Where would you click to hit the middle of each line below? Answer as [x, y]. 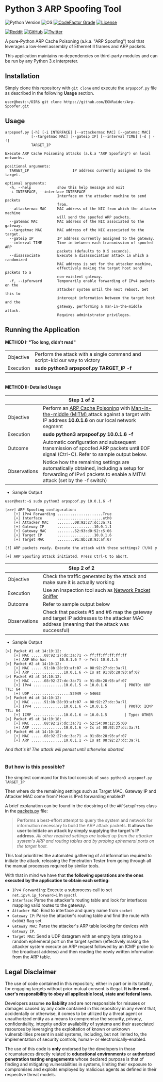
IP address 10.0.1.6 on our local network [90, 420]
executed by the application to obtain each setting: [57, 880]
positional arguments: [28, 166]
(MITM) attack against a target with [110, 414]
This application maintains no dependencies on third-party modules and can [81, 56]
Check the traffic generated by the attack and [95, 576]
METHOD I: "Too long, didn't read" [41, 342]
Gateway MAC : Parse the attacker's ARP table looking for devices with [80, 926]
